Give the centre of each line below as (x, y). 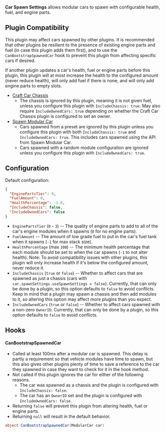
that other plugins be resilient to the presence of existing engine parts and (80, 45)
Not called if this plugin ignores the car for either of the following (78, 375)
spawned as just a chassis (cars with (49, 278)
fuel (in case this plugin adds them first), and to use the (61, 50)
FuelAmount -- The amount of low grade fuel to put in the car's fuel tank (84, 236)
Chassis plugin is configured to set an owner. (65, 116)
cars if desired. (20, 61)
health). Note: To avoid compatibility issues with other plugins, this (80, 257)
